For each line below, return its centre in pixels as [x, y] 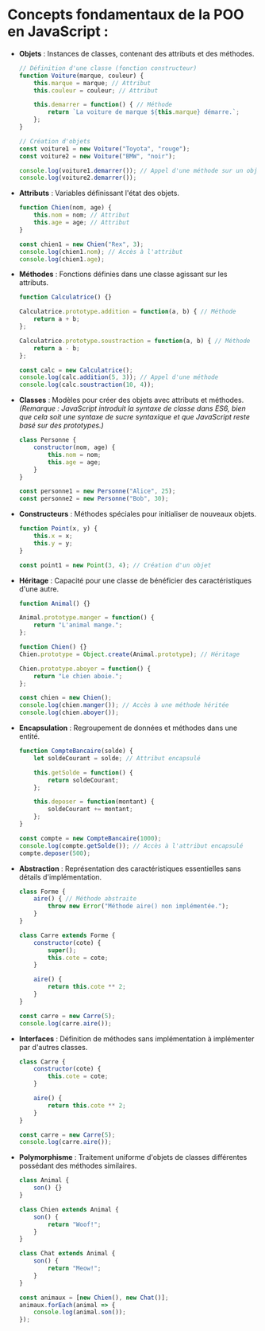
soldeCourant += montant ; [90, 810]
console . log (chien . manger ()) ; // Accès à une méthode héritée [124, 705]
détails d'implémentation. [60, 876]
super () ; [62, 950]
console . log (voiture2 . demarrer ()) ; [78, 178]
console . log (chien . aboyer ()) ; [69, 713]
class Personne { [48, 440]
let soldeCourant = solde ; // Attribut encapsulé [117, 758]
